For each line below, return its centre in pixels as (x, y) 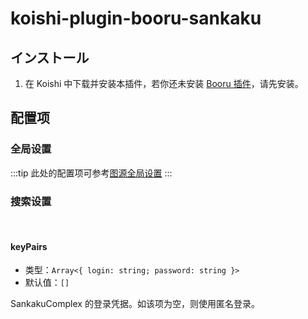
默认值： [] (47, 283)
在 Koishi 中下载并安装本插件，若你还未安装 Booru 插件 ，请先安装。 (164, 83)
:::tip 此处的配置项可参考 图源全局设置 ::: (91, 173)
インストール (50, 57)
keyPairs (29, 246)
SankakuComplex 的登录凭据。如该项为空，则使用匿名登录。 (135, 304)
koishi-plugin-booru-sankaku (136, 18)
